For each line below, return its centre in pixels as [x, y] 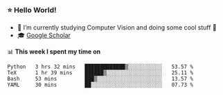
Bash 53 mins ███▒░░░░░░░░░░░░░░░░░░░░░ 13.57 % [100, 79]
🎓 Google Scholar [44, 35]
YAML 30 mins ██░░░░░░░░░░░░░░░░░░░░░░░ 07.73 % [100, 85]
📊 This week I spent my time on [54, 52]
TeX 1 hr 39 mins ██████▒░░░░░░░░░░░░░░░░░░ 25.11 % [100, 73]
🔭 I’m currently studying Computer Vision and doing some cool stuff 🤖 [117, 28]
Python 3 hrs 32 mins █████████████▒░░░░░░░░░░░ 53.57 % [100, 67]
